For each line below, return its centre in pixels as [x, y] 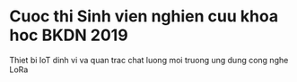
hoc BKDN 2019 [69, 35]
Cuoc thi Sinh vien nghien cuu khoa [144, 16]
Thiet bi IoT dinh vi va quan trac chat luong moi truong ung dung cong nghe [149, 60]
